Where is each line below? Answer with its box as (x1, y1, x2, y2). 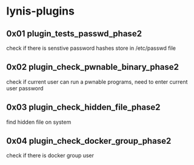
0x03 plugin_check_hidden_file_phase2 (6, 102, 161, 113)
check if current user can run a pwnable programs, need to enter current (6, 78, 188, 86)
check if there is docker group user (6, 152, 95, 159)
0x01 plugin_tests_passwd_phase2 (6, 29, 142, 39)
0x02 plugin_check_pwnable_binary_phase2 (6, 62, 179, 72)
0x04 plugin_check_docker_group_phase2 (6, 136, 172, 146)
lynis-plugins (6, 4, 75, 18)
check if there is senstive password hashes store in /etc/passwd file (6, 44, 176, 52)
